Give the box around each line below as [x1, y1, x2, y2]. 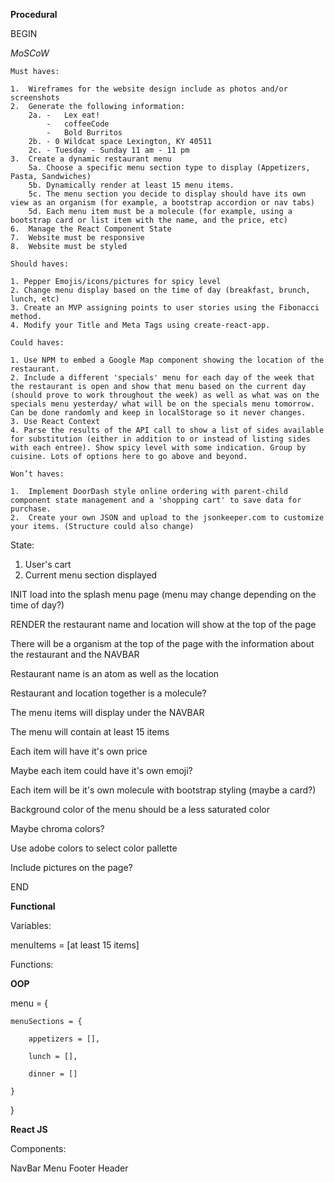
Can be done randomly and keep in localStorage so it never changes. [10, 408, 307, 418]
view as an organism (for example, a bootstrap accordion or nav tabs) [10, 198, 315, 208]
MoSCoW [10, 47, 50, 59]
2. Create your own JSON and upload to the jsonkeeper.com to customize [10, 513, 325, 523]
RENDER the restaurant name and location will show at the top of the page [10, 619, 317, 630]
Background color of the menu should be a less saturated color [10, 804, 271, 815]
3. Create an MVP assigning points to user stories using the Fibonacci [10, 303, 320, 313]
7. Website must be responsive [10, 233, 145, 243]
